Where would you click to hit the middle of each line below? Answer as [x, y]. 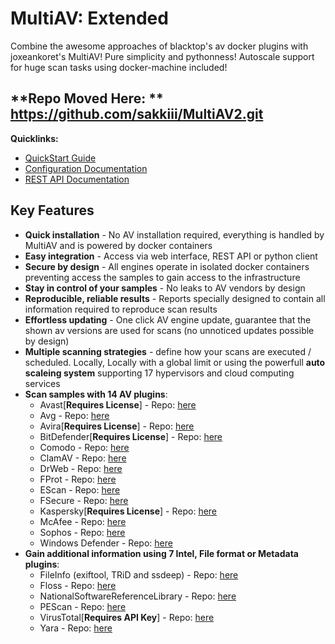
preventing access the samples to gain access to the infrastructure [162, 277]
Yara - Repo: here [76, 628]
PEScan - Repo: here [83, 606]
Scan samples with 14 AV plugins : [96, 394]
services [42, 383]
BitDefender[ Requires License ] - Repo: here [131, 436]
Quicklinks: [34, 138]
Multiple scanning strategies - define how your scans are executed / [168, 351]
